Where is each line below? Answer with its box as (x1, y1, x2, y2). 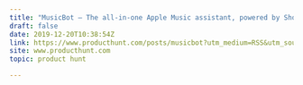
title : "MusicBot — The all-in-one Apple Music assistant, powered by (9, 13, 280, 22)
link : (9, 38, 30, 47)
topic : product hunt (9, 55, 87, 64)
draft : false (9, 21, 59, 30)
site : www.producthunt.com (9, 47, 111, 55)
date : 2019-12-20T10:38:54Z (9, 30, 115, 38)
